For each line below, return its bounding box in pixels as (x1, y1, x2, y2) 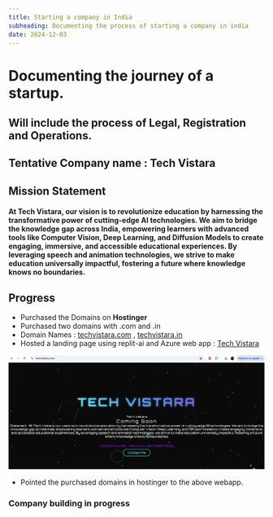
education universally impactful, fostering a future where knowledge (8, 259, 246, 269)
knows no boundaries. (8, 267, 86, 277)
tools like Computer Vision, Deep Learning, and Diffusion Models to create (8, 233, 264, 243)
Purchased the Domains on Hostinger (19, 313, 148, 322)
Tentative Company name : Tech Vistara (8, 156, 216, 170)
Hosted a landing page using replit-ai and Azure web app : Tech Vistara (19, 339, 260, 348)
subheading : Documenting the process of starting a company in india (8, 21, 249, 30)
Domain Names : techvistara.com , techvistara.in (19, 330, 183, 340)
